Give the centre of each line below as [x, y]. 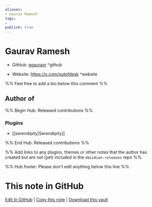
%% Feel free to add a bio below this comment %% [56, 84]
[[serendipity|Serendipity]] [38, 133]
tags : [10, 18]
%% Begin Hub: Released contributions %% [49, 110]
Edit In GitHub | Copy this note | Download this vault [57, 200]
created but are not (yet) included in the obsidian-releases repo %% [73, 157]
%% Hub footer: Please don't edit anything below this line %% [67, 167]
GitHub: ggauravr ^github [37, 65]
